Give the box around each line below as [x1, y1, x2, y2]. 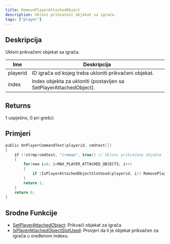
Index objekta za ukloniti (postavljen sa [32, 78, 124, 85]
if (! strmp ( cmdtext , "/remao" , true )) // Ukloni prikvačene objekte [14, 152, 162, 157]
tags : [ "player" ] [5, 17, 42, 22]
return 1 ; [23, 180, 44, 185]
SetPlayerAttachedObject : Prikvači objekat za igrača [12, 222, 121, 228]
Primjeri [5, 130, 31, 138]
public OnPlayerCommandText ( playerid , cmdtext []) [5, 143, 112, 148]
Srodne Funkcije [5, 209, 58, 217]
